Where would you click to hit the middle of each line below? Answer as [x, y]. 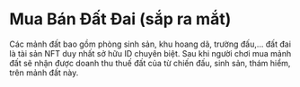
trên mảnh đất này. [44, 73]
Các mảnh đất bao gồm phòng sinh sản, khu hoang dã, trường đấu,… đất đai [150, 44]
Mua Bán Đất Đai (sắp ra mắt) [120, 19]
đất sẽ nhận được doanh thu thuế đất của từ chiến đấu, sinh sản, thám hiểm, [150, 63]
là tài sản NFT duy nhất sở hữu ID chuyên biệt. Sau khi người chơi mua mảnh [150, 53]
